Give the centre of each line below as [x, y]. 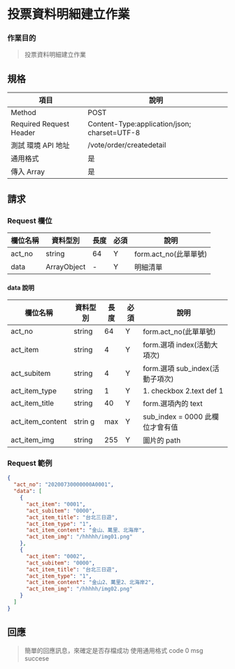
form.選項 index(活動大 [180, 345]
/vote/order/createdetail [127, 145]
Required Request [40, 124]
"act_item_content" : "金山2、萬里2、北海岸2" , [90, 583]
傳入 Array [28, 172]
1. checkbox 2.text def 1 [183, 391]
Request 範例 [30, 464]
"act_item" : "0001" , [56, 504]
